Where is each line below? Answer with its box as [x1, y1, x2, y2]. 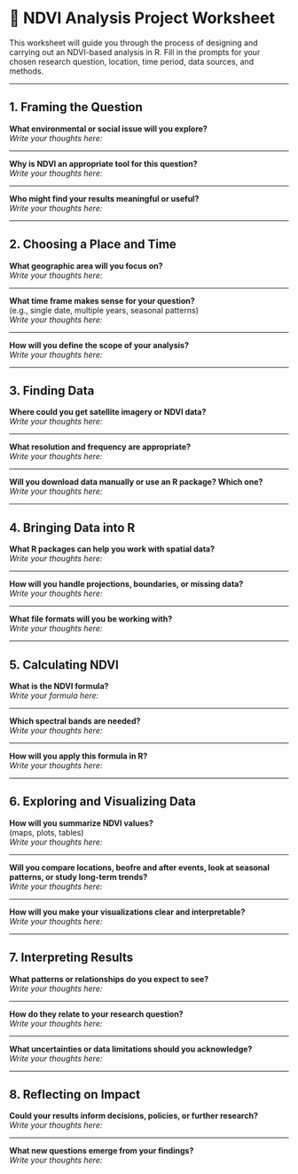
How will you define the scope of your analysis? [9, 339, 189, 350]
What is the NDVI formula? [9, 681, 109, 691]
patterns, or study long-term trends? [9, 871, 148, 882]
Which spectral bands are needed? [9, 716, 141, 726]
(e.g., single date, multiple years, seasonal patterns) [9, 305, 200, 315]
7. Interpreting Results [9, 950, 134, 965]
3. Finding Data [9, 383, 95, 398]
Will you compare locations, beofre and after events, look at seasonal [9, 861, 271, 873]
